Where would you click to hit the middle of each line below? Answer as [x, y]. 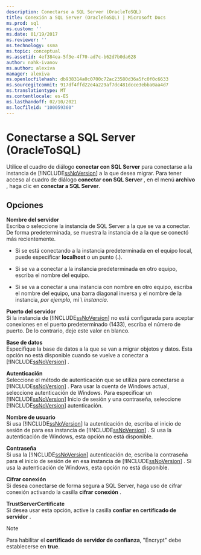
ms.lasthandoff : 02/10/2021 [42, 102]
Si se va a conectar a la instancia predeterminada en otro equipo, [96, 269]
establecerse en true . [33, 547]
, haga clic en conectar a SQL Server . [53, 186]
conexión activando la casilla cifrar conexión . [64, 492]
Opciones [25, 205]
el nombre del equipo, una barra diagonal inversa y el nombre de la [98, 293]
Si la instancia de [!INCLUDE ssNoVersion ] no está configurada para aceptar [100, 318]
